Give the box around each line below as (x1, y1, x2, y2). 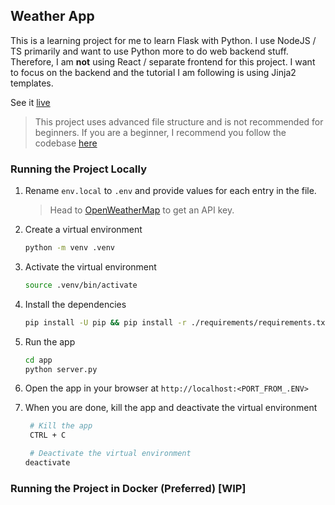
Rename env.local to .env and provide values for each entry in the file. (24, 185, 317, 197)
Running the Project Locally (10, 162, 147, 176)
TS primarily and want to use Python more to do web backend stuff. (10, 45, 289, 57)
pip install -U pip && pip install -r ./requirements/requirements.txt (24, 317, 330, 328)
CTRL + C (29, 430, 67, 441)
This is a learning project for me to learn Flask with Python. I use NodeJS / (10, 34, 317, 46)
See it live (10, 96, 51, 108)
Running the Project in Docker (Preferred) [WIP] (10, 481, 247, 495)
